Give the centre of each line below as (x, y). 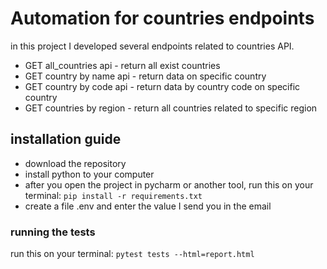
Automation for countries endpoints (162, 18)
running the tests (53, 232)
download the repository (75, 163)
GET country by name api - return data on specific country (145, 76)
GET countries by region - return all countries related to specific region (171, 108)
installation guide (66, 139)
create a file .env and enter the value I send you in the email (148, 206)
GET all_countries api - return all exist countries (122, 65)
